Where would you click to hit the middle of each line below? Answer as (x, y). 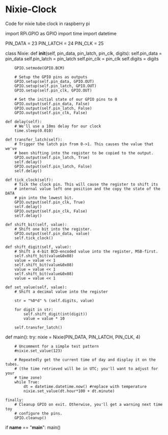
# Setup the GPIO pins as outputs (51, 77)
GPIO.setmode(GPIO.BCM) (40, 68)
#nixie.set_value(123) (38, 351)
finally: (15, 400)
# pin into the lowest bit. (44, 198)
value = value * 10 (44, 318)
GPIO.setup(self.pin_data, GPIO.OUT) (54, 81)
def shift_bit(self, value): (36, 224)
